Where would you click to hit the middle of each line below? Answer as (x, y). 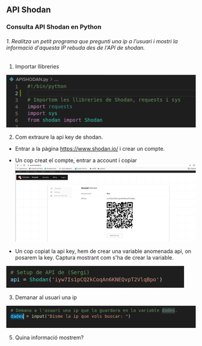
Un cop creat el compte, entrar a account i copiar (76, 160)
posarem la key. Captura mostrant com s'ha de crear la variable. (94, 257)
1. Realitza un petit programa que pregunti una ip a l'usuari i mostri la (92, 41)
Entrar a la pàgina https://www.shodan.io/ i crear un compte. (90, 148)
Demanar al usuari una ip (46, 297)
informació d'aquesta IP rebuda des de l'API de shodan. (76, 47)
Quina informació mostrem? (49, 338)
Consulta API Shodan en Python (54, 27)
